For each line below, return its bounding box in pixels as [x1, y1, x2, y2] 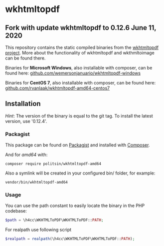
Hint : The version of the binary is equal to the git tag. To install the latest [5, 112, 153, 118]
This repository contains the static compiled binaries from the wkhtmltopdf [5, 44, 159, 50]
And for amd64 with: [5, 151, 48, 158]
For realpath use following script [5, 226, 72, 233]
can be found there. [5, 55, 46, 61]
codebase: [5, 208, 27, 214]
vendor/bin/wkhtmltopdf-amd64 [5, 180, 68, 185]
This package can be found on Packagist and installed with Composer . [5, 142, 150, 148]
